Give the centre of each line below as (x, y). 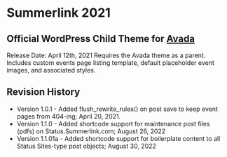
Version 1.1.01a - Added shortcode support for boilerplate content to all (118, 138)
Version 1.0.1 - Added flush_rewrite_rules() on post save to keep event (117, 109)
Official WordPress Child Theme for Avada (101, 39)
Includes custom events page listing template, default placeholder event (111, 63)
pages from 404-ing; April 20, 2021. (69, 116)
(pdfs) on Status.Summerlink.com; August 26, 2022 (91, 131)
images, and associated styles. (51, 70)
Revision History (43, 92)
